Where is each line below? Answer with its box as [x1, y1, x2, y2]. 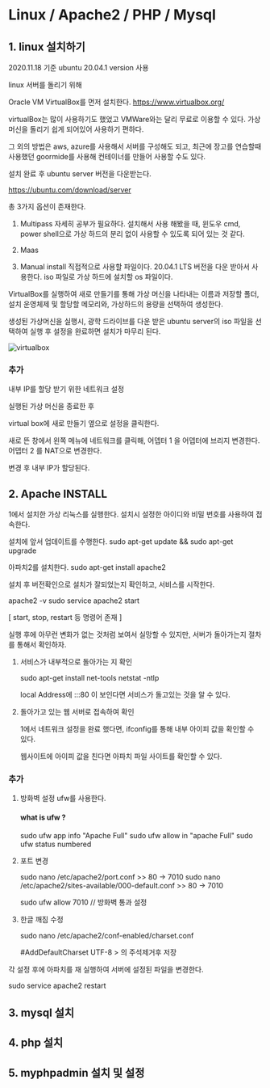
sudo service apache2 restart [8, 980, 106, 990]
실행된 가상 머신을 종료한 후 [8, 402, 95, 411]
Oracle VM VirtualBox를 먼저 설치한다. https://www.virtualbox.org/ [8, 97, 225, 107]
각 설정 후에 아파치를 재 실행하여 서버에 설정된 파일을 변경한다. [8, 964, 204, 974]
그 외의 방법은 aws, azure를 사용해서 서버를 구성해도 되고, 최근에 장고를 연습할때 [8, 141, 262, 151]
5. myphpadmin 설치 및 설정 [8, 1065, 145, 1080]
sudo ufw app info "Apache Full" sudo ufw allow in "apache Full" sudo [19, 830, 254, 840]
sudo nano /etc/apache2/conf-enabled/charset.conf [19, 930, 194, 940]
